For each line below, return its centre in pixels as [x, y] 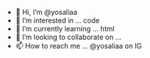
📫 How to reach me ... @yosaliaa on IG [79, 46]
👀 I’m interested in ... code [57, 20]
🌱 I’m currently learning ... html [65, 29]
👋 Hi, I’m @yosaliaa [46, 12]
